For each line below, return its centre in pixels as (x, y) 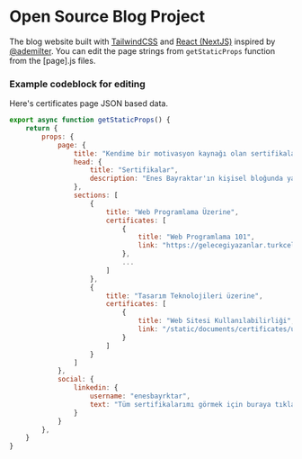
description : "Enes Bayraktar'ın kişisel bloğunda (186, 179)
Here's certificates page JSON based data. (89, 103)
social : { (75, 380)
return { (42, 129)
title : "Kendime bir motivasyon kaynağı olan (160, 153)
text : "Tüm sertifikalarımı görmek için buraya (180, 404)
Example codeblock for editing (77, 84)
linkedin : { (96, 388)
